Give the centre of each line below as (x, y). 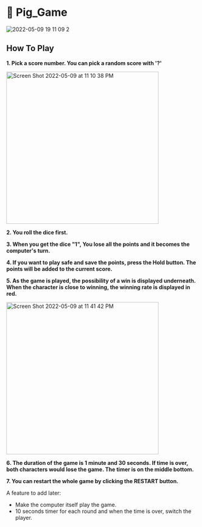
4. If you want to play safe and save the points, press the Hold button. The (101, 262)
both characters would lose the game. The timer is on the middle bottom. (100, 469)
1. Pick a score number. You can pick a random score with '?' (84, 63)
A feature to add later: (34, 493)
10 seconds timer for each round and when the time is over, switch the (103, 511)
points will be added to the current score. (59, 269)
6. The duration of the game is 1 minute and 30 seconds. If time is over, (97, 462)
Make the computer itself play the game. (66, 504)
